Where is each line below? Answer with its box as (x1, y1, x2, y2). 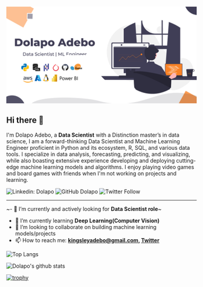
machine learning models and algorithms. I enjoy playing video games (20, 163, 195, 170)
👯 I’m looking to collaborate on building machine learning (14, 223, 157, 230)
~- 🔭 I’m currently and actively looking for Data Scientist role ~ (6, 205, 162, 212)
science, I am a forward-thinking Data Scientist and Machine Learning (6, 137, 180, 145)
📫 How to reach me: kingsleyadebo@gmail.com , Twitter (14, 236, 160, 243)
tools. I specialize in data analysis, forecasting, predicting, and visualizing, (6, 150, 190, 158)
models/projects (14, 230, 56, 237)
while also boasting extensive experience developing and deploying (6, 156, 175, 164)
